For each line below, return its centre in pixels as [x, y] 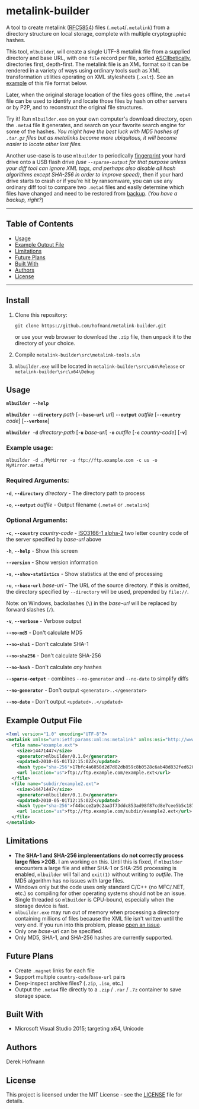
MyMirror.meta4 [25, 465]
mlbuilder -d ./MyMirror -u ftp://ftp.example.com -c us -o [82, 460]
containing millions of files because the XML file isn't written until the [99, 918]
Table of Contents [40, 224]
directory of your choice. [45, 343]
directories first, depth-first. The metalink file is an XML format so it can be [97, 64]
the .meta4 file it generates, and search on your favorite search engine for [96, 125]
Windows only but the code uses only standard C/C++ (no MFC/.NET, [100, 887]
